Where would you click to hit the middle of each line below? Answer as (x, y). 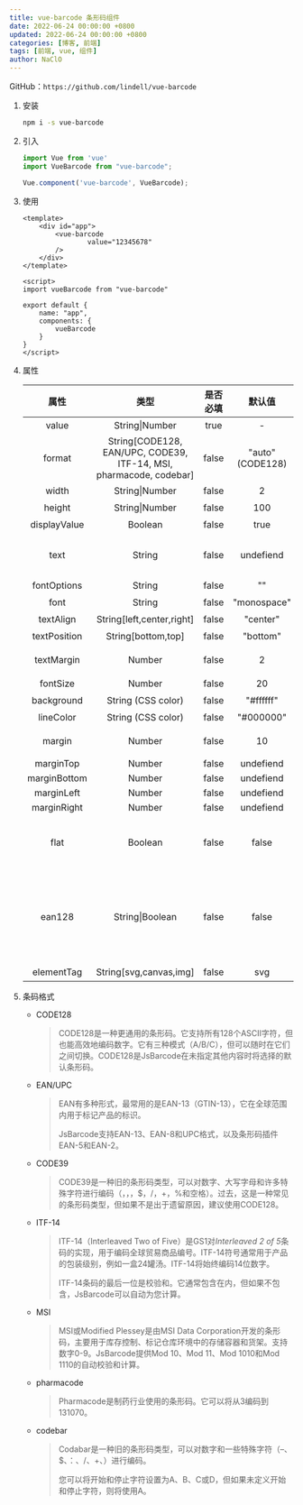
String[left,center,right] (145, 619)
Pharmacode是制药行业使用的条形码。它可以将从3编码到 (163, 1401)
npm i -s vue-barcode (63, 123)
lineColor (57, 717)
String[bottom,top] (145, 636)
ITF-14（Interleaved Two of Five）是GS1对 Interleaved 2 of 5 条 (174, 1241)
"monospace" (262, 602)
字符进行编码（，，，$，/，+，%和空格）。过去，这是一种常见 (178, 1193)
